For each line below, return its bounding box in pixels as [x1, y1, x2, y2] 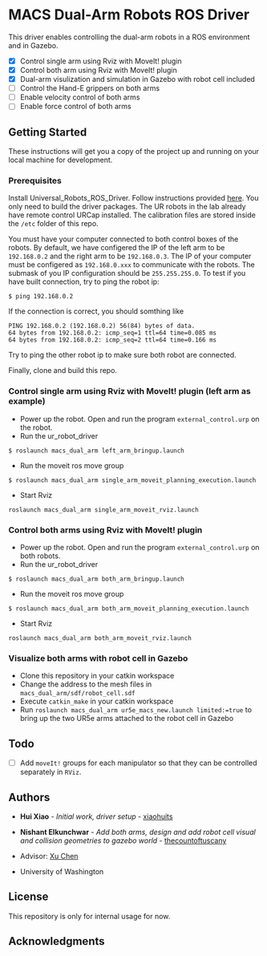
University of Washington [19, 867, 104, 876]
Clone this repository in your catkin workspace [19, 671, 175, 681]
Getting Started [8, 125, 87, 139]
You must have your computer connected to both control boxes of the [8, 234, 239, 244]
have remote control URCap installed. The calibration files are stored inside [8, 210, 257, 220]
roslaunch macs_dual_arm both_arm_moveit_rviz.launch [8, 634, 192, 642]
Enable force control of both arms [19, 102, 131, 111]
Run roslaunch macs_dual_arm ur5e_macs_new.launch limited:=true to [19, 705, 253, 715]
